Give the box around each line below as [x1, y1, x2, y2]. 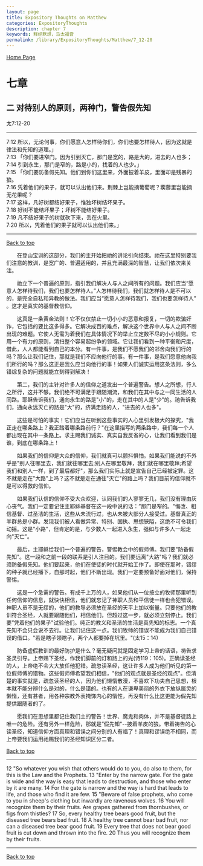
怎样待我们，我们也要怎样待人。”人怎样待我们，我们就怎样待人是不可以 [16, 287, 192, 294]
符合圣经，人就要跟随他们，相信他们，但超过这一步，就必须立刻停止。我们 [11, 611, 197, 619]
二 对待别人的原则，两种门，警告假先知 [6, 102, 151, 112]
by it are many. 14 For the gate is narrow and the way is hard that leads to [6, 784, 188, 791]
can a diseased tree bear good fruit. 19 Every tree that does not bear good [6, 823, 192, 830]
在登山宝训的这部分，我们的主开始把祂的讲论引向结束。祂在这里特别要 [17, 252, 192, 259]
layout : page [6, 8, 39, 15]
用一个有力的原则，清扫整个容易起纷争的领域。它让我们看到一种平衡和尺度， [6, 338, 197, 345]
